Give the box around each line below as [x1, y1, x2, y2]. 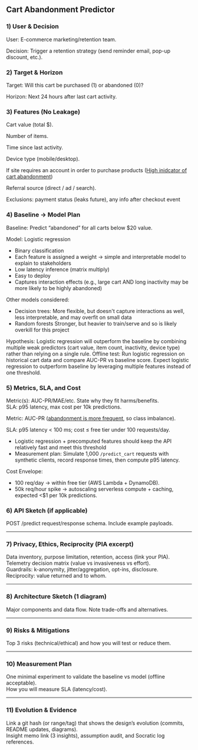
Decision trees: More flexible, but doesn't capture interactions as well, [14, 307, 185, 314]
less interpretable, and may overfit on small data [14, 314, 132, 321]
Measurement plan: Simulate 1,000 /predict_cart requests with [14, 450, 169, 457]
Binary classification [14, 247, 64, 254]
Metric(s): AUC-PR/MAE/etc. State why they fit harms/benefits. [6, 397, 159, 404]
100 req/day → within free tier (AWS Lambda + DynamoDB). [14, 479, 160, 486]
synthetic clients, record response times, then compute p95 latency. [14, 456, 180, 463]
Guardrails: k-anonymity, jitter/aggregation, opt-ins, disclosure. [6, 566, 159, 573]
